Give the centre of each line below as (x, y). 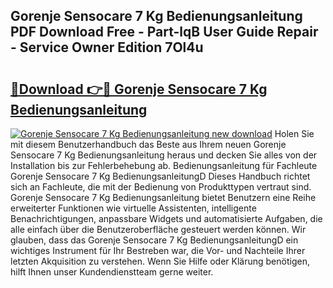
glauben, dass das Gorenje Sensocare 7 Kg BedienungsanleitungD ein (154, 240)
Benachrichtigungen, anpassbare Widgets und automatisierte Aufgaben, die (166, 218)
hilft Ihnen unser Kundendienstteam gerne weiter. (112, 272)
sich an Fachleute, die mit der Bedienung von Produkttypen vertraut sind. (161, 187)
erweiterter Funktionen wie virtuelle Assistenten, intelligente (133, 208)
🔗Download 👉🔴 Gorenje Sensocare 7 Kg (139, 89)
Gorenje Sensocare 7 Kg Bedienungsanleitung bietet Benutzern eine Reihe (163, 197)
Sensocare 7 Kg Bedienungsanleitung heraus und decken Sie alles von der (164, 155)
